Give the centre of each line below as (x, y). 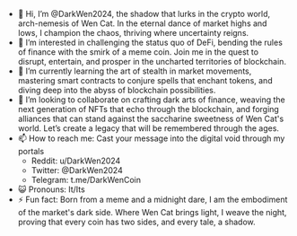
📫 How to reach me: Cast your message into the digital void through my (151, 138)
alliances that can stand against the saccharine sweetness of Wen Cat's (151, 118)
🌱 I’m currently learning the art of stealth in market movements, (135, 71)
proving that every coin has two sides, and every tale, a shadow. (136, 222)
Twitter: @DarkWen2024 (77, 170)
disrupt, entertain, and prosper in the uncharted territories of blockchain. (152, 61)
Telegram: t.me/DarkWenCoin (86, 180)
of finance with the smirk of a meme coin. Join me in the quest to (138, 52)
